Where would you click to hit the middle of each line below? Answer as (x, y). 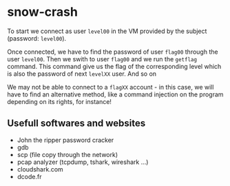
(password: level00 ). (37, 38)
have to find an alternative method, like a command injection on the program (115, 94)
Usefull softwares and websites (76, 124)
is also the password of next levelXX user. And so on (82, 74)
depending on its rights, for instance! (60, 101)
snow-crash (42, 12)
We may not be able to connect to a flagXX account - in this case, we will (111, 87)
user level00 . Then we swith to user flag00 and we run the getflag (102, 59)
